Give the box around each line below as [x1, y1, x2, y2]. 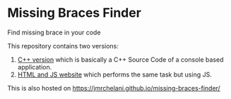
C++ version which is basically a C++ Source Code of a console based [17, 55, 224, 64]
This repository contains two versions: [7, 41, 119, 50]
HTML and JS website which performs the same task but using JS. [17, 70, 212, 79]
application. [17, 62, 52, 71]
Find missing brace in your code [7, 28, 101, 37]
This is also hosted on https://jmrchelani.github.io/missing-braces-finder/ [7, 84, 220, 92]
